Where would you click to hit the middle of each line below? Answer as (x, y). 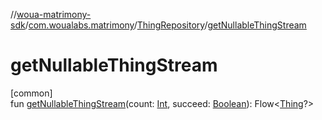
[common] (31, 93)
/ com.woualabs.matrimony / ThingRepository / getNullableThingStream (165, 25)
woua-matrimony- (54, 14)
